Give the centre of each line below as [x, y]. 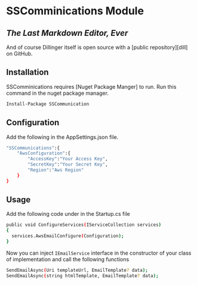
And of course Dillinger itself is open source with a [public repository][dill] [97, 47]
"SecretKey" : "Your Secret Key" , [68, 165]
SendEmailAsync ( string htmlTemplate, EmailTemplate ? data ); [83, 275]
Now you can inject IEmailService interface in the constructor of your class [99, 253]
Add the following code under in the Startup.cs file [68, 214]
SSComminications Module [75, 11]
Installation [27, 72]
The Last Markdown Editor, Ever [67, 33]
